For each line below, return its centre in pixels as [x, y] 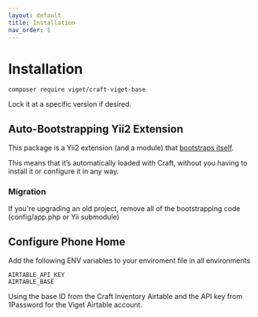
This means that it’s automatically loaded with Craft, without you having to [128, 163]
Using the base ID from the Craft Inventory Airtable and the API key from [125, 297]
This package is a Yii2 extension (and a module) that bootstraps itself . [121, 148]
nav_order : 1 [29, 30]
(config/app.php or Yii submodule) [64, 217]
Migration [27, 191]
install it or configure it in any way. [64, 171]
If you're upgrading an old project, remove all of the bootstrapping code [124, 209]
